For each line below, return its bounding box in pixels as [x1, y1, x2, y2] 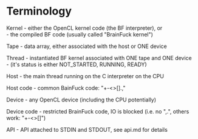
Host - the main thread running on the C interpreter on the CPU [6, 72, 164, 80]
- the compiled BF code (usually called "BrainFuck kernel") [6, 30, 154, 38]
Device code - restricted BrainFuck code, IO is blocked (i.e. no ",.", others [6, 107, 189, 115]
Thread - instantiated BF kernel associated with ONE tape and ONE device [6, 54, 193, 61]
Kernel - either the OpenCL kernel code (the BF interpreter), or [6, 24, 163, 32]
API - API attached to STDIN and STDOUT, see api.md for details [6, 126, 168, 133]
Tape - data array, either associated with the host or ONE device [6, 42, 167, 50]
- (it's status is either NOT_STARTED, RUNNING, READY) [6, 61, 147, 68]
